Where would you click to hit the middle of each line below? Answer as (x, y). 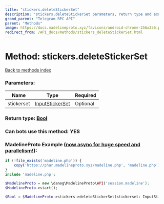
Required (86, 95)
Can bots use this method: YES (42, 132)
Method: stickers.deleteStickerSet (76, 57)
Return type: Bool (26, 118)
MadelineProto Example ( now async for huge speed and (73, 145)
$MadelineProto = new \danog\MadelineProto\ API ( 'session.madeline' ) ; (77, 183)
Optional (84, 104)
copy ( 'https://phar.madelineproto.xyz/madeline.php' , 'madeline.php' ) (87, 165)
